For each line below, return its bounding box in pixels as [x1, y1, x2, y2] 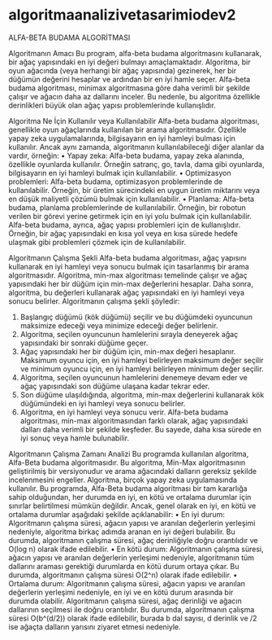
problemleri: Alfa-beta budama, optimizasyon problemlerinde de [8, 177, 223, 186]
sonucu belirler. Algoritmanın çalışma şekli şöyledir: [8, 296, 180, 306]
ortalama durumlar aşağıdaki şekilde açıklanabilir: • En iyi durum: [8, 509, 226, 519]
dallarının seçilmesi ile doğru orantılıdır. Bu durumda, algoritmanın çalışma [8, 604, 255, 614]
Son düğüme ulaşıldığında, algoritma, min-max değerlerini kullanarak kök [19, 389, 265, 400]
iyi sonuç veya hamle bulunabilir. [19, 433, 130, 443]
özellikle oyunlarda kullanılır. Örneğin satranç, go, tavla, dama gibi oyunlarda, [8, 159, 265, 169]
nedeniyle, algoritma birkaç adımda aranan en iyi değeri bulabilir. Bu [8, 527, 235, 537]
